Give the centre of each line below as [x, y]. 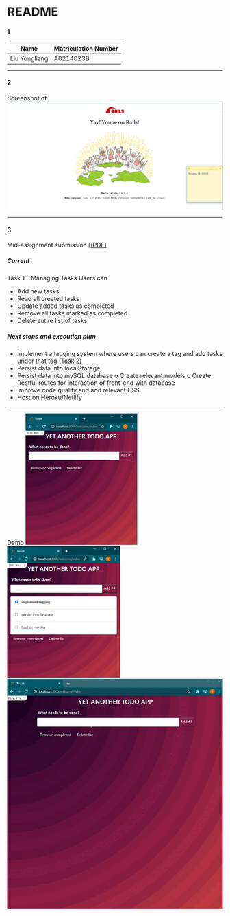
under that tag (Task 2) [49, 361]
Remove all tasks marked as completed [72, 313]
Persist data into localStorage [59, 368]
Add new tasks [38, 291]
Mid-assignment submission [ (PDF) [57, 245]
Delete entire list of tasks [52, 321]
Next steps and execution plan [51, 336]
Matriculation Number [86, 48]
